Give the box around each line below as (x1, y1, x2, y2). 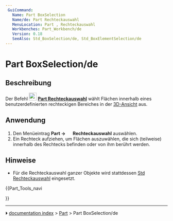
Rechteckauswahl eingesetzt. (12, 175, 76, 181)
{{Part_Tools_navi (5, 185, 42, 191)
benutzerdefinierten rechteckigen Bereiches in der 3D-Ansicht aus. (5, 101, 148, 107)
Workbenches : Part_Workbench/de (12, 27, 82, 32)
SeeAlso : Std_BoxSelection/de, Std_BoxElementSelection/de (12, 36, 142, 42)
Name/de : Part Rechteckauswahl (12, 17, 80, 22)
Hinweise (5, 156, 36, 165)
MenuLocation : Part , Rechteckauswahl (12, 22, 96, 27)
